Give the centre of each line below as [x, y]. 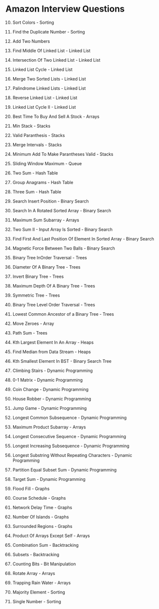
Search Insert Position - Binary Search [51, 201]
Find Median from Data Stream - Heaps [52, 352]
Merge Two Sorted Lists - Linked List [49, 79]
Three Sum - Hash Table [37, 192]
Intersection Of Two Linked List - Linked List [56, 60]
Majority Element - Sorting [39, 592]
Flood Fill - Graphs [31, 489]
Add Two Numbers [31, 41]
